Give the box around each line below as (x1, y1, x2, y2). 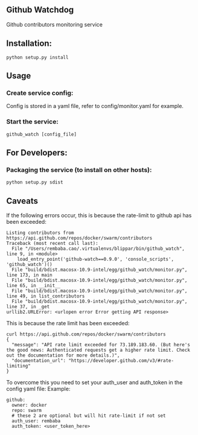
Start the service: (6, 118, 59, 126)
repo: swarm (11, 407, 42, 414)
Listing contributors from (6, 230, 74, 236)
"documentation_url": (11, 358, 66, 364)
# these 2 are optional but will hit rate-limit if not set (11, 413, 166, 419)
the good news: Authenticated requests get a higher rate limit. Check (6, 347, 190, 354)
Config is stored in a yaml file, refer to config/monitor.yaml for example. (6, 103, 184, 110)
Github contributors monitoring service (6, 21, 103, 28)
